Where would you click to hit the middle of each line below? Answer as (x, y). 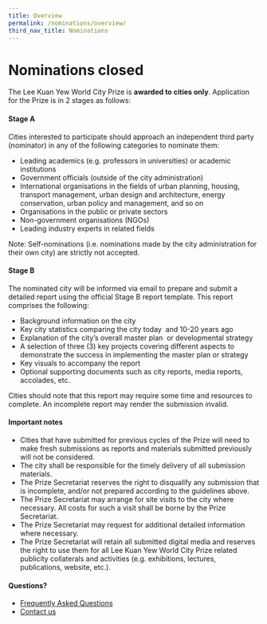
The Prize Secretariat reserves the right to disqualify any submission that (139, 482)
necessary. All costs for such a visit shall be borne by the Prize (123, 507)
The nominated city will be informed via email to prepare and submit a (123, 288)
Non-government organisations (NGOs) (84, 219)
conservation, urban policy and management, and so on (112, 203)
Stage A (22, 118)
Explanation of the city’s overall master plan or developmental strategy (136, 338)
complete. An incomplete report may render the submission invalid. (118, 404)
